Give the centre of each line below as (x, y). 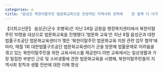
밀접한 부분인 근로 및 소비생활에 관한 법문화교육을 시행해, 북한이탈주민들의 (80, 58)
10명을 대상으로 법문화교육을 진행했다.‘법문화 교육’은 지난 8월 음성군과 (80, 34)
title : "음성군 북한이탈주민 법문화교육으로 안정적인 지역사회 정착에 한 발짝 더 (77, 14)
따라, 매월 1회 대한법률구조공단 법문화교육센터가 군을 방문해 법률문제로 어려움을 (80, 46)
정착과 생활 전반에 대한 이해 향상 (48, 65)
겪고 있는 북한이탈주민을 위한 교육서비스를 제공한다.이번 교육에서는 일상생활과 (78, 52)
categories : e (19, 9)
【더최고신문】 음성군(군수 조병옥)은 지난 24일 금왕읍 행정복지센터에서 (72, 28)
